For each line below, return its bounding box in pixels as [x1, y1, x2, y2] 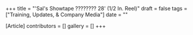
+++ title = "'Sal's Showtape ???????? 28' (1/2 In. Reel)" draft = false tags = [5, 5, 188, 12]
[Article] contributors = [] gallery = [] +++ [5, 23, 107, 29]
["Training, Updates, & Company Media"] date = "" [5, 11, 128, 18]
